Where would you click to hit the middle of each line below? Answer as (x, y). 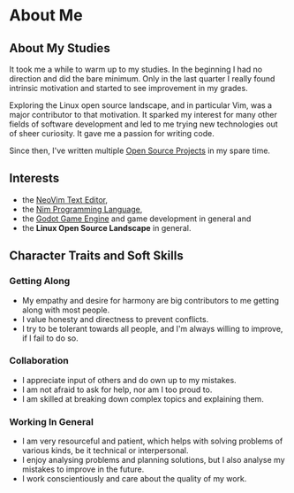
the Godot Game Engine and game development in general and (136, 219)
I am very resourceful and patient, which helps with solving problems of (152, 441)
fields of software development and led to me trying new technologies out (143, 124)
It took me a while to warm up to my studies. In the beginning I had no (136, 69)
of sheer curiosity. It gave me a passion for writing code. (112, 133)
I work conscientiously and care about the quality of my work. (134, 479)
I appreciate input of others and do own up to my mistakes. (129, 380)
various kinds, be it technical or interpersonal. (105, 451)
